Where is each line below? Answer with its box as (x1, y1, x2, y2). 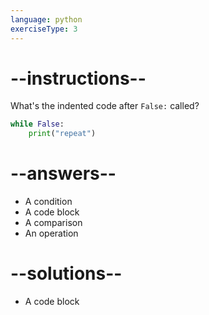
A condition (24, 196, 73, 208)
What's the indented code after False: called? (10, 100, 200, 112)
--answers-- (10, 162, 117, 185)
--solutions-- (10, 262, 123, 285)
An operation (24, 227, 79, 240)
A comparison (24, 217, 83, 229)
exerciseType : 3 (10, 24, 78, 34)
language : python (10, 14, 83, 25)
